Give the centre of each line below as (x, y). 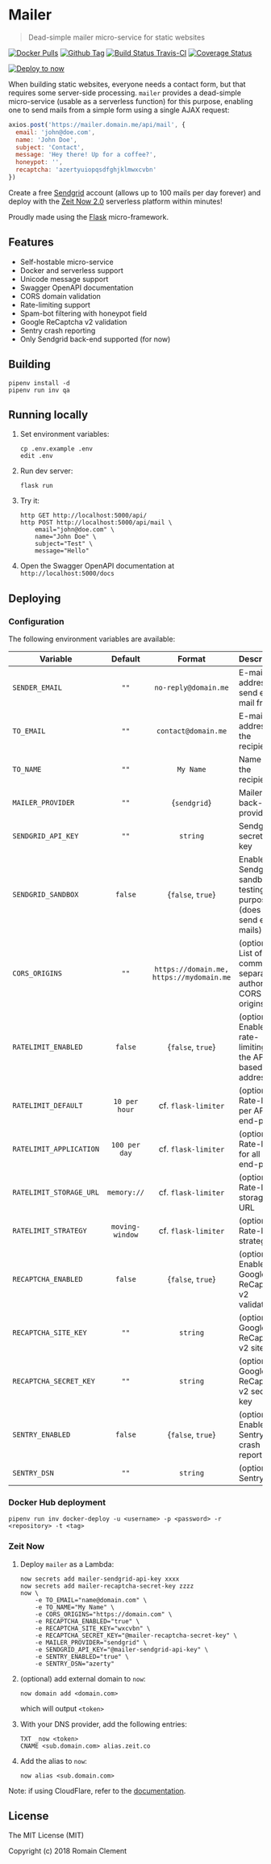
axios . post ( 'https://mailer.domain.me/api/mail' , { (97, 124)
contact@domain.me (192, 731)
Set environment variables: (65, 435)
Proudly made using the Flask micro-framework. (89, 216)
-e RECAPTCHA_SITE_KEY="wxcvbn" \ (93, 1628)
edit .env (37, 456)
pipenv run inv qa (39, 390)
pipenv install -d (39, 383)
